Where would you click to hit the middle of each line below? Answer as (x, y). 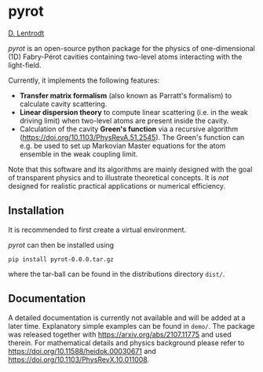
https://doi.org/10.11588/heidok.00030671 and (82, 351)
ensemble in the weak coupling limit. (79, 154)
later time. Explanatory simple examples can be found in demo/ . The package (131, 326)
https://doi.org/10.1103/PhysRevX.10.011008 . (79, 359)
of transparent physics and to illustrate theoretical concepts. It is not (119, 177)
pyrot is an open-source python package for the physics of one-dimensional (131, 48)
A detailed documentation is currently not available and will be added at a (127, 318)
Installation (36, 211)
